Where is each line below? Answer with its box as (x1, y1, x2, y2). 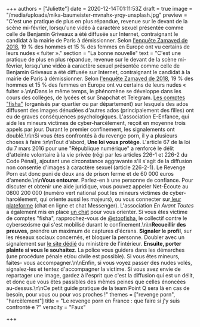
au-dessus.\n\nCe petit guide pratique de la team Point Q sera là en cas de (6, 285, 190, 292)
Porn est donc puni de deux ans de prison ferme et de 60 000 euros (6, 170, 174, 177)
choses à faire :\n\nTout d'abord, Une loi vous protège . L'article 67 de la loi (6, 139, 190, 145)
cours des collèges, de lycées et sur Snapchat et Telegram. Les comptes (6, 94, 185, 101)
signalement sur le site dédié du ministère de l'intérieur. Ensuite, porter (6, 240, 182, 247)
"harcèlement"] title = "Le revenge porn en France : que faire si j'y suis (6, 297, 180, 304)
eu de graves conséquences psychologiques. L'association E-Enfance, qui (6, 113, 189, 120)
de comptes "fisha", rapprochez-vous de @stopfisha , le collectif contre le (6, 215, 187, 222)
